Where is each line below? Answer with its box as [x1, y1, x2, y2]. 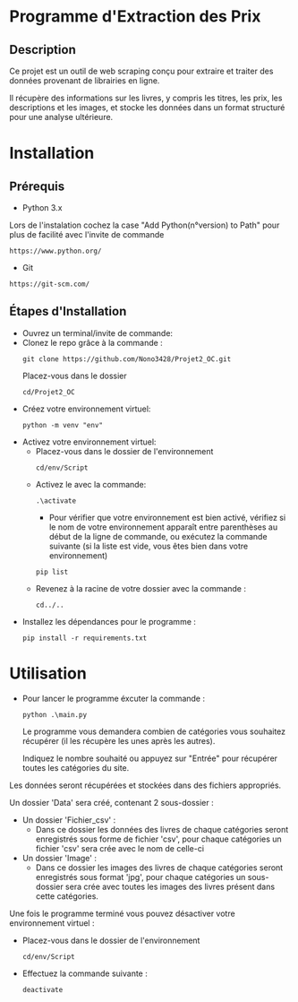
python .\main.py [21, 710, 88, 719]
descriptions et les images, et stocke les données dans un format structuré [9, 102, 285, 113]
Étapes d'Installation [9, 304, 127, 319]
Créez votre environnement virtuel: [21, 403, 151, 414]
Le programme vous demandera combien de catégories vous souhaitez [21, 726, 286, 737]
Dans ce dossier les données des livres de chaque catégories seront [35, 824, 289, 834]
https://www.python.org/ [9, 246, 102, 255]
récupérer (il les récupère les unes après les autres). [21, 735, 216, 746]
